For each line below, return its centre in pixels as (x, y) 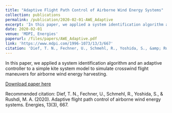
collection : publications (33, 15)
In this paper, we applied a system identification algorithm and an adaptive (84, 63)
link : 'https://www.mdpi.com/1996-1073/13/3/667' (59, 44)
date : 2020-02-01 (24, 29)
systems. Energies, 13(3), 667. (37, 105)
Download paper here (28, 84)
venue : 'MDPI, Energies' (32, 34)
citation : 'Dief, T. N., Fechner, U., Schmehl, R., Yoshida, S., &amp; (83, 48)
